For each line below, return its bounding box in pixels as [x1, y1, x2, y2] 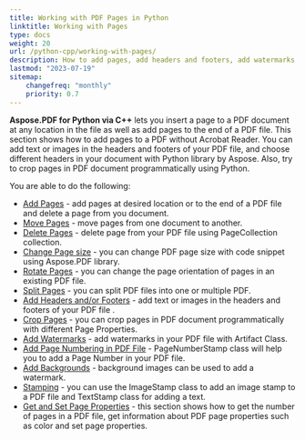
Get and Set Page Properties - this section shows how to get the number [22, 401, 296, 412]
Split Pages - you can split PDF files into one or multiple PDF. [22, 285, 252, 295]
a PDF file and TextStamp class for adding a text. [22, 391, 207, 402]
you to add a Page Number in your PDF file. [22, 352, 186, 364]
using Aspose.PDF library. [22, 255, 120, 266]
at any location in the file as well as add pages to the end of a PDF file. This [9, 124, 291, 135]
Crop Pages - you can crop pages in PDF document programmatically [22, 314, 285, 325]
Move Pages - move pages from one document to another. [22, 217, 243, 228]
